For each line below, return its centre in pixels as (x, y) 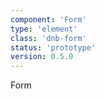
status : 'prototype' (53, 47)
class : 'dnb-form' (48, 38)
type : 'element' (44, 29)
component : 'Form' (48, 19)
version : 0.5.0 (42, 57)
